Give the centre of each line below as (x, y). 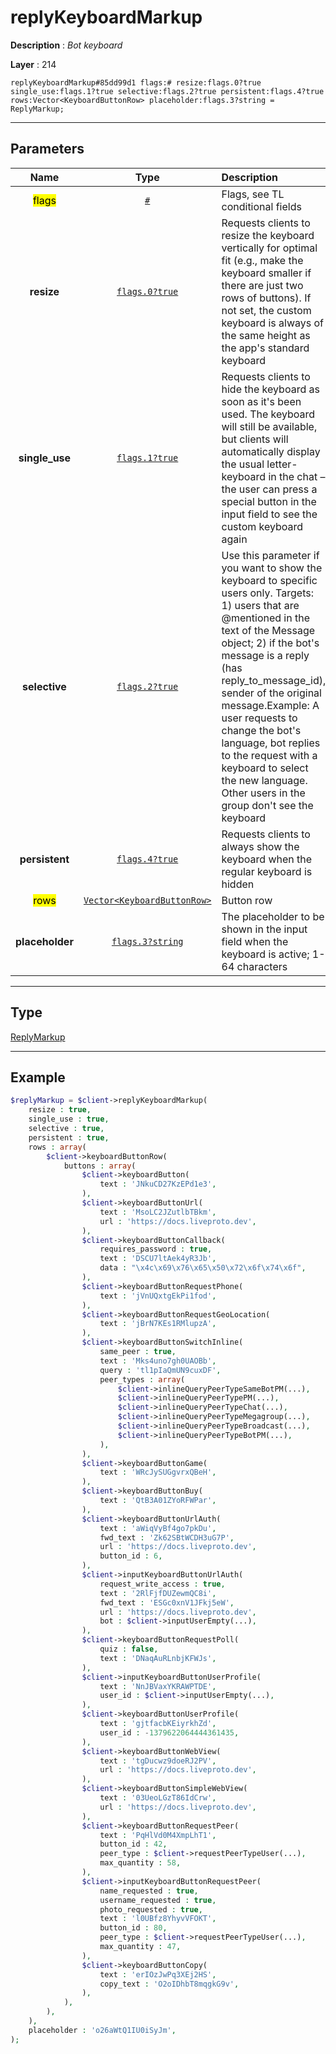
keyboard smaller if (266, 273)
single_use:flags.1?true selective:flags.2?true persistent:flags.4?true (167, 91)
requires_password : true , (156, 1249)
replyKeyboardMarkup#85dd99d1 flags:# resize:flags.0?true (136, 82)
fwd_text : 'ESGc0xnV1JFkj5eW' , (167, 1602)
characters (262, 966)
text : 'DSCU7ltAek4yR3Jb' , (158, 1259)
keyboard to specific (269, 580)
